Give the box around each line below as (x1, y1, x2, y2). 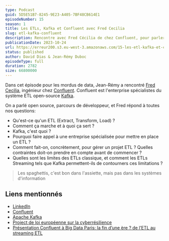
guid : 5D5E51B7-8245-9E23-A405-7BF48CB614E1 (5, 12, 100, 17)
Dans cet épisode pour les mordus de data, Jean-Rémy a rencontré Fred (5, 82, 155, 88)
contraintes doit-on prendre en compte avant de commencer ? (12, 149, 142, 155)
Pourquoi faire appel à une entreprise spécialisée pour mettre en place (12, 134, 159, 139)
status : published (5, 49, 44, 54)
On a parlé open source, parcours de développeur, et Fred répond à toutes (5, 103, 160, 108)
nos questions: (5, 108, 36, 114)
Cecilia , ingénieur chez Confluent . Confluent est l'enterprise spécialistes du (5, 88, 162, 93)
